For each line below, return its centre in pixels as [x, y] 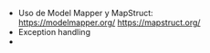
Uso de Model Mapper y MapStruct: [85, 13]
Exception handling [54, 32]
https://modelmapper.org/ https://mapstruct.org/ [109, 22]
